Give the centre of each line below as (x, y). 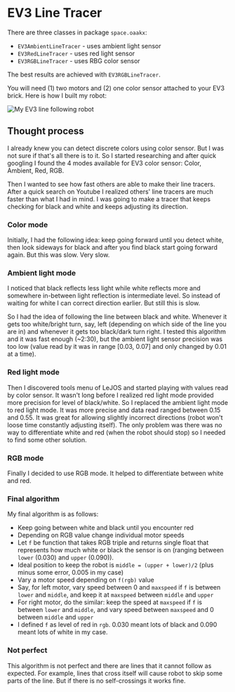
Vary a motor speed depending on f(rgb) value (86, 580)
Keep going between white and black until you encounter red (106, 528)
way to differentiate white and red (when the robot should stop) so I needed (116, 432)
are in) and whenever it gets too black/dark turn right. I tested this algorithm (117, 332)
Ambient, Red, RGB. (36, 171)
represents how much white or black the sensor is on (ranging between (121, 550)
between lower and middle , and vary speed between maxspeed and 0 (115, 610)
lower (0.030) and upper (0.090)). (66, 558)
